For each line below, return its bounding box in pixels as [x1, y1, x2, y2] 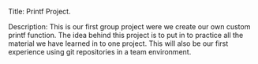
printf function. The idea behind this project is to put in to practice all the [8, 31, 244, 40]
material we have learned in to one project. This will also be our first [8, 39, 229, 48]
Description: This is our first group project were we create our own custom [8, 22, 251, 31]
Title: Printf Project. [8, 7, 71, 16]
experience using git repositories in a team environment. [8, 47, 192, 56]
